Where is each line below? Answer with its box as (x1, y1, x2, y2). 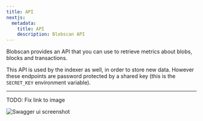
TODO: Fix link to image (6, 96, 65, 103)
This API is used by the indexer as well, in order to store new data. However (6, 66, 195, 73)
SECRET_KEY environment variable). (6, 79, 91, 87)
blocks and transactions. (6, 54, 68, 62)
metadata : (11, 20, 36, 26)
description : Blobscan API (17, 31, 85, 38)
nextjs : (6, 15, 26, 21)
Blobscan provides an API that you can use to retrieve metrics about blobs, (6, 48, 192, 55)
